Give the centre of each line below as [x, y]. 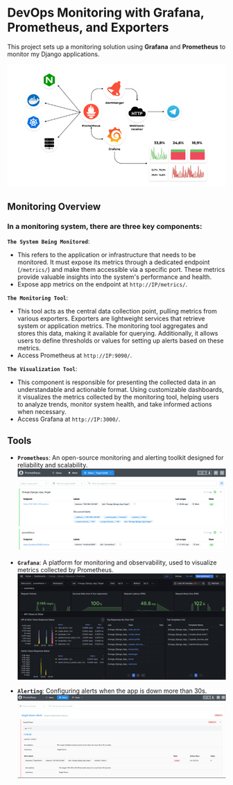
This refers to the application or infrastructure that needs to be [106, 255]
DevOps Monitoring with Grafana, [106, 13]
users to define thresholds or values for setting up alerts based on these [120, 340]
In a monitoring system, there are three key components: [105, 226]
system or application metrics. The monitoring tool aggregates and [112, 326]
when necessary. [42, 411]
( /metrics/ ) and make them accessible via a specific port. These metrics [121, 269]
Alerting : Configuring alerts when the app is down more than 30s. [112, 691]
